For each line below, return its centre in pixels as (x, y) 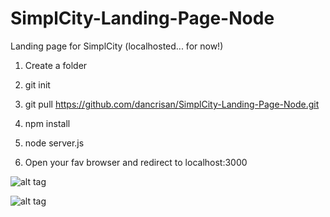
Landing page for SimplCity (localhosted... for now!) (117, 46)
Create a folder (56, 65)
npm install (47, 123)
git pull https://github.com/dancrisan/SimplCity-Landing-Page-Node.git (172, 104)
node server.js (54, 143)
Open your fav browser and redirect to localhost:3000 (136, 162)
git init (37, 84)
